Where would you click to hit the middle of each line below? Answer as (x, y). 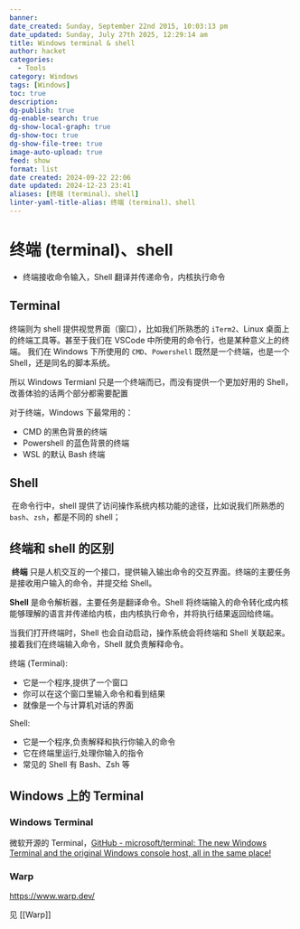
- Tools (32, 69)
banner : (24, 18)
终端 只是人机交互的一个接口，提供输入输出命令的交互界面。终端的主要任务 (151, 572)
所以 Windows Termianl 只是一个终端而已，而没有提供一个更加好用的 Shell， (151, 381)
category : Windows (44, 77)
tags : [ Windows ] (40, 85)
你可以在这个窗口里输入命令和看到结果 (94, 694)
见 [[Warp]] (30, 915)
